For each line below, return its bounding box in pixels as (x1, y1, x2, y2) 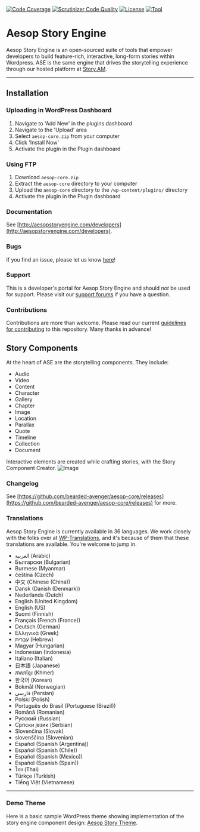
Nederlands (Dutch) (14, 591, 64, 598)
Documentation (6, 207, 52, 216)
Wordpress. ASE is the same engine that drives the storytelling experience (6, 59, 189, 66)
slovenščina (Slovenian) (14, 733, 73, 741)
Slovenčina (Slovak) (14, 727, 64, 735)
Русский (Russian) (14, 714, 61, 722)
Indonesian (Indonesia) (14, 648, 71, 655)
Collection (14, 440, 40, 447)
